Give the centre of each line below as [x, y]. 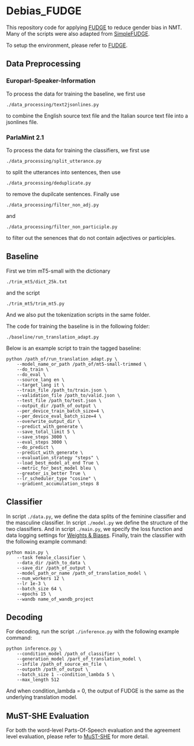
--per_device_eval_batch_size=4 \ [59, 416]
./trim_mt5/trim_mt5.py [35, 304]
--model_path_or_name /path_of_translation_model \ [82, 573]
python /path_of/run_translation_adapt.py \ [62, 359]
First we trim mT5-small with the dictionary [58, 271]
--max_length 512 [38, 680]
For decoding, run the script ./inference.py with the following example [93, 631]
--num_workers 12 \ [41, 578]
